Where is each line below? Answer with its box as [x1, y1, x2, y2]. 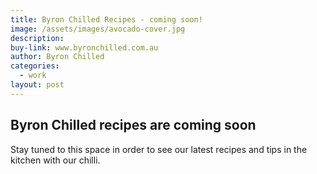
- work [19, 71, 47, 81]
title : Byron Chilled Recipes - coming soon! [10, 14, 203, 25]
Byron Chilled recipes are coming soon [10, 117, 257, 134]
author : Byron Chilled [10, 52, 105, 62]
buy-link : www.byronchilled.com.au [10, 42, 159, 53]
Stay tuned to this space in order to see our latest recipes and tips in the [10, 143, 308, 155]
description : [10, 33, 65, 43]
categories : [10, 61, 60, 71]
